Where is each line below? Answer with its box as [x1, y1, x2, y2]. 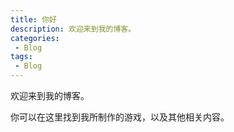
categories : [10, 33, 60, 43]
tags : [10, 52, 33, 62]
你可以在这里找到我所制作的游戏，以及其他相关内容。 [10, 111, 230, 123]
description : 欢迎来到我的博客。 [10, 24, 137, 34]
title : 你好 [10, 14, 57, 25]
